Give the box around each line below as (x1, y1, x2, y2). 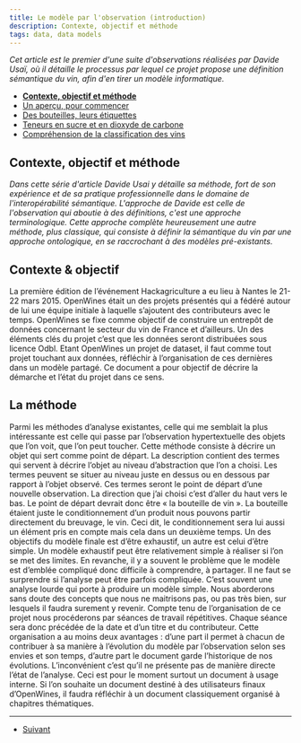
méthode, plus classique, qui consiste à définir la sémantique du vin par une (9, 226, 292, 238)
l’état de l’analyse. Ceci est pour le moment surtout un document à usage (9, 669, 279, 680)
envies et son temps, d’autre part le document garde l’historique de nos (9, 650, 273, 660)
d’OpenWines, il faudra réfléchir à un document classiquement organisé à (9, 688, 280, 699)
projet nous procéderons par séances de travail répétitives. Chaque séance (9, 612, 288, 623)
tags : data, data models (9, 30, 102, 39)
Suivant (21, 723, 51, 734)
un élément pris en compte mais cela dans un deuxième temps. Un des (9, 526, 271, 537)
